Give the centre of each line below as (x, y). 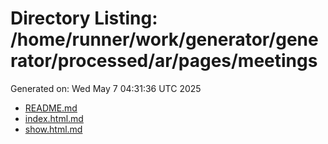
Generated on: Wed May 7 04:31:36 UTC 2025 (106, 88)
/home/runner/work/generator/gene (164, 39)
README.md (51, 108)
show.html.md (53, 129)
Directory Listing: (84, 18)
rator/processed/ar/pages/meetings (164, 61)
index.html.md (54, 118)
